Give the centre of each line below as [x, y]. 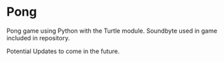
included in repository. [38, 37]
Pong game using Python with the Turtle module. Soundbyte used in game [112, 31]
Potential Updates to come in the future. [63, 51]
